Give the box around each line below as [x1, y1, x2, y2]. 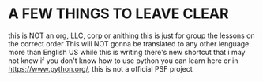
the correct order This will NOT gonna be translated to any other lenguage [8, 39, 250, 48]
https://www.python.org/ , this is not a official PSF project [8, 64, 193, 73]
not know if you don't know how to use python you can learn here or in [8, 56, 239, 65]
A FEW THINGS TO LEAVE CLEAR [8, 5, 229, 23]
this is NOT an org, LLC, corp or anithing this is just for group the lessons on [8, 31, 255, 40]
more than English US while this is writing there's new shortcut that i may [8, 47, 246, 57]
